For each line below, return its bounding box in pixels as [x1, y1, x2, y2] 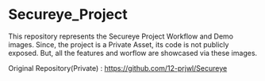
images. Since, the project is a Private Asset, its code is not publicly [8, 39, 229, 49]
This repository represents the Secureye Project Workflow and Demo [8, 31, 234, 41]
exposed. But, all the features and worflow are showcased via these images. [8, 48, 258, 57]
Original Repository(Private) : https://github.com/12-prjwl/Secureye [8, 63, 228, 72]
